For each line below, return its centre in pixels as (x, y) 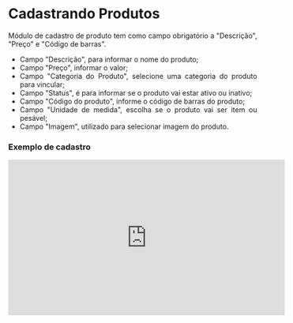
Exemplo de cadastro (49, 147)
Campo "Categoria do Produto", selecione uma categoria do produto (138, 76)
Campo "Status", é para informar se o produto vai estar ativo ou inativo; (136, 92)
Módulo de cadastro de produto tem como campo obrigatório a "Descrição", (133, 36)
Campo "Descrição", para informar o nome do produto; (109, 59)
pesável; (33, 118)
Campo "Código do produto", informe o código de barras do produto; (132, 101)
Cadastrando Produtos (84, 14)
